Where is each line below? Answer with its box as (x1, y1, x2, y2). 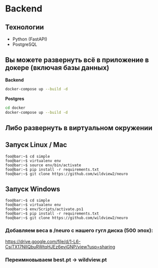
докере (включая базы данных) (5, 63, 110, 72)
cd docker (5, 105, 26, 110)
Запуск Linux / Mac (5, 141, 67, 149)
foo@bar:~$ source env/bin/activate (5, 163, 81, 168)
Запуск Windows (5, 185, 61, 194)
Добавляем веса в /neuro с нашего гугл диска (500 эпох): (5, 227, 154, 234)
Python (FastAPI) (12, 36, 47, 42)
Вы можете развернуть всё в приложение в (5, 56, 149, 64)
